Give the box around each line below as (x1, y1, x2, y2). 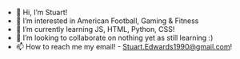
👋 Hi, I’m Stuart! (15, 8, 68, 17)
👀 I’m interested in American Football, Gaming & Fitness (15, 16, 199, 26)
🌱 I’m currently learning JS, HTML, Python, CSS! (15, 25, 175, 33)
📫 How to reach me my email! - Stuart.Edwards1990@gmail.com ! (15, 42, 233, 51)
